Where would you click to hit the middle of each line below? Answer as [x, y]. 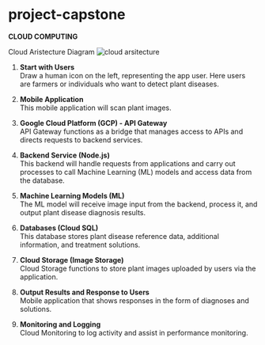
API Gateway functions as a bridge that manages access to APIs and [131, 131]
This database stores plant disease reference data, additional [119, 236]
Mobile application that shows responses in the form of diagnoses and [134, 300]
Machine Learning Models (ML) [72, 195]
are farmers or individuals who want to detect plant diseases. [119, 84]
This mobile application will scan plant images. [95, 108]
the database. [42, 180]
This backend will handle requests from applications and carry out [127, 163]
